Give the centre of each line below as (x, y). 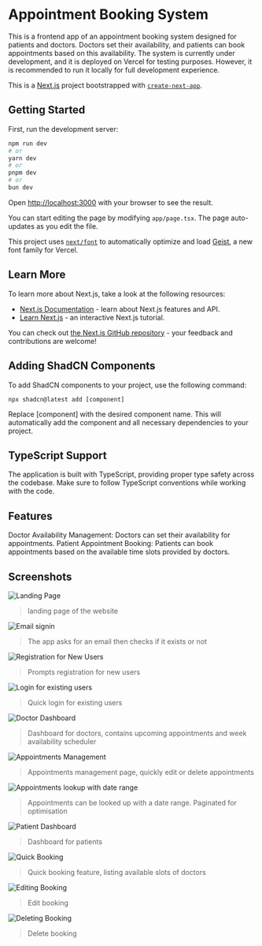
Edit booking (48, 903)
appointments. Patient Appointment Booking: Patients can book (111, 544)
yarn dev (22, 158)
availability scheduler (62, 741)
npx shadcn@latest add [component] (66, 399)
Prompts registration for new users (84, 671)
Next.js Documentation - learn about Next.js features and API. (120, 308)
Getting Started (47, 110)
